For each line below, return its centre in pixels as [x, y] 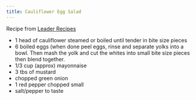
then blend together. [40, 59]
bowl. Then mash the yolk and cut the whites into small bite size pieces [102, 53]
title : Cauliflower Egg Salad [44, 12]
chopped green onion [42, 78]
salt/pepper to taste [39, 90]
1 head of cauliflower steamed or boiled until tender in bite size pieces [101, 40]
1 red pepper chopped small [49, 85]
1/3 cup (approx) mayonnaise [51, 65]
